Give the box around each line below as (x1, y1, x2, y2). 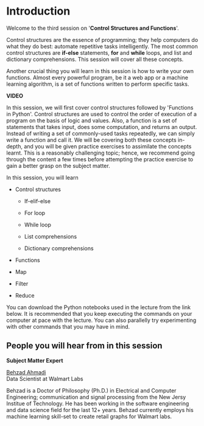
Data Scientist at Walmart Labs (6, 375, 83, 382)
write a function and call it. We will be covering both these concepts (6, 136, 177, 144)
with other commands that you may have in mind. (6, 323, 130, 330)
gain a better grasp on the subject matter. (6, 162, 111, 169)
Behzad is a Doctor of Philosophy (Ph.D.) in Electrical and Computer (6, 386, 177, 394)
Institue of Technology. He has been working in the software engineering (6, 400, 189, 407)
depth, (6, 142, 23, 150)
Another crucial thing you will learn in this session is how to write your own (6, 67, 194, 74)
